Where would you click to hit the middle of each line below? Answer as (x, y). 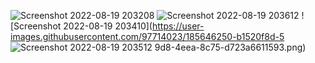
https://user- (178, 26)
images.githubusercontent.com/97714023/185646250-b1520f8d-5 (147, 36)
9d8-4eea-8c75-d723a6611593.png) (230, 47)
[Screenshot (36, 26)
